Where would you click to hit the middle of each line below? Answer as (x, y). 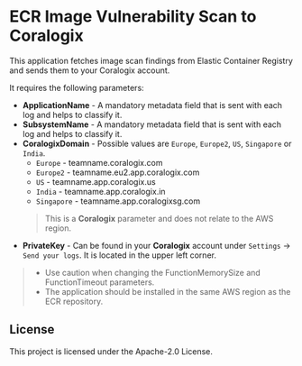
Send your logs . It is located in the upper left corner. (119, 255)
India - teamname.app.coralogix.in (101, 191)
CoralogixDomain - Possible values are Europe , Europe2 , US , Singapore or (157, 143)
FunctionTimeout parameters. (100, 282)
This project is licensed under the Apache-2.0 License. (111, 351)
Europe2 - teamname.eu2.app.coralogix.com (118, 172)
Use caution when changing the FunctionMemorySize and (153, 272)
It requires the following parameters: (77, 87)
